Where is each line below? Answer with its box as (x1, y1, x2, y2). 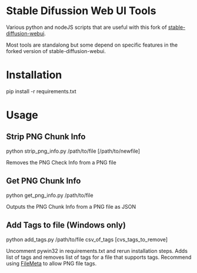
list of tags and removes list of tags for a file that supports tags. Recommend (6, 254, 192, 261)
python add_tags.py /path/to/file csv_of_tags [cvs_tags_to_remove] (6, 236, 168, 243)
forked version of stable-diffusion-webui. (6, 47, 106, 54)
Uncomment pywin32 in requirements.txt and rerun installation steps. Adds (6, 247, 188, 254)
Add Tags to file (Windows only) (6, 220, 126, 231)
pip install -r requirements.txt (6, 87, 76, 95)
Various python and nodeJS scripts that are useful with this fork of (6, 24, 167, 31)
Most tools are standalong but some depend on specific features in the (6, 41, 178, 48)
